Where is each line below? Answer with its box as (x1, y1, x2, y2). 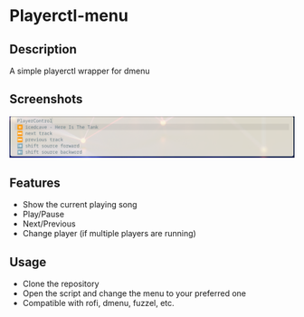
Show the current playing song (22, 199, 138, 210)
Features (9, 176, 61, 191)
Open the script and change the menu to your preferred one (22, 288, 247, 299)
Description (9, 42, 77, 57)
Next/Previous (22, 218, 76, 229)
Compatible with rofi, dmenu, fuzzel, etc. (22, 298, 175, 309)
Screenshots (9, 91, 83, 107)
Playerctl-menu (9, 5, 128, 26)
